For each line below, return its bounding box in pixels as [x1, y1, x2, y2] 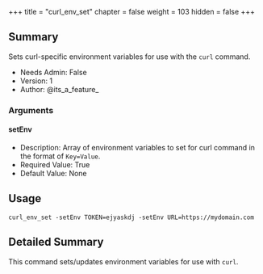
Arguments [8, 104, 54, 116]
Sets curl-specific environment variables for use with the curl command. [8, 52, 251, 61]
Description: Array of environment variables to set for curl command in [19, 142, 256, 152]
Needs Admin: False [19, 67, 87, 77]
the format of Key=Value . [19, 151, 101, 161]
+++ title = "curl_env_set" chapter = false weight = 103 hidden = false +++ [8, 7, 256, 16]
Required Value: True [19, 159, 90, 169]
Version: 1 [19, 76, 53, 86]
